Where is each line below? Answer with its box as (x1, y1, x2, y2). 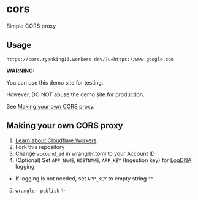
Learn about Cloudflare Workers (15, 137, 97, 144)
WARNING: (6, 67, 35, 74)
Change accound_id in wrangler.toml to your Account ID (15, 150, 155, 157)
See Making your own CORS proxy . (6, 102, 95, 110)
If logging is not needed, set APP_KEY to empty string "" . (15, 174, 156, 182)
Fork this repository (15, 143, 65, 150)
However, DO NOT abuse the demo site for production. (6, 91, 145, 98)
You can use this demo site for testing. (6, 79, 104, 86)
